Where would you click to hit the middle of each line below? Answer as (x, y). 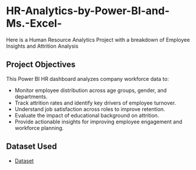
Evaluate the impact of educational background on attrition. (87, 115)
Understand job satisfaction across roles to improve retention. (90, 109)
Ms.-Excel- (34, 23)
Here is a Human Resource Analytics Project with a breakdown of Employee (98, 40)
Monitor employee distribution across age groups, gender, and (91, 90)
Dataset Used (32, 147)
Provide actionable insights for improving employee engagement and (99, 122)
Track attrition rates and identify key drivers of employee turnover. (95, 103)
